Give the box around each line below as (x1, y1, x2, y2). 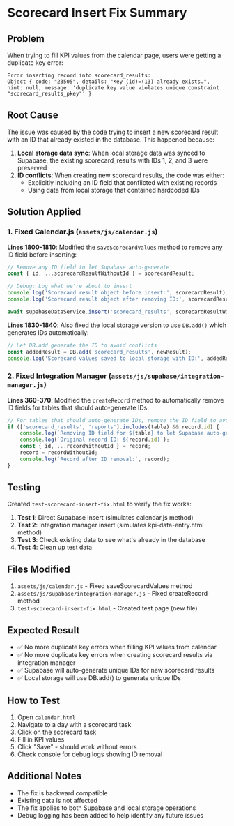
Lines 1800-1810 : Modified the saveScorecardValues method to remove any (7, 243, 223, 251)
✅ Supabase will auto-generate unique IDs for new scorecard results (17, 666, 215, 675)
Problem (7, 33, 45, 45)
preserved (17, 163, 47, 172)
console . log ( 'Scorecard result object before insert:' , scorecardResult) (7, 290, 226, 296)
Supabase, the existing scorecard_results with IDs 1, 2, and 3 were (17, 156, 208, 165)
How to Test (7, 694, 61, 706)
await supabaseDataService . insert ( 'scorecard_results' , (7, 308, 173, 315)
